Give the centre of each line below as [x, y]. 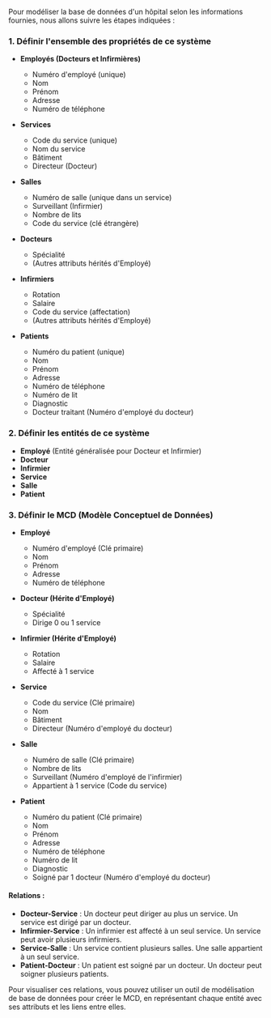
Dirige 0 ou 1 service [66, 622]
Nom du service [59, 149]
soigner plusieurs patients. [64, 974]
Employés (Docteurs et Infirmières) [80, 59]
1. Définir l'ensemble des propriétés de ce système [110, 41]
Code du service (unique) [75, 140]
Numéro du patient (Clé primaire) [87, 816]
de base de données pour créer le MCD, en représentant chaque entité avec [135, 999]
